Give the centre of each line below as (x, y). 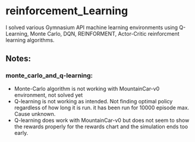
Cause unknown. (35, 113)
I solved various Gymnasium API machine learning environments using (92, 27)
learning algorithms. (30, 40)
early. (21, 132)
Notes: (18, 59)
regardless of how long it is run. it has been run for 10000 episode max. (102, 108)
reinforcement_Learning (67, 11)
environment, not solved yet (48, 95)
